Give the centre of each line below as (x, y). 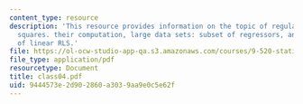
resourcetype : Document (54, 69)
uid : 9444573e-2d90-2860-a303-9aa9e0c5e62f (92, 85)
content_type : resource (54, 18)
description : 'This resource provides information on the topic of (139, 26)
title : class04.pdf (46, 77)
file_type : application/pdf (62, 60)
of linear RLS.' (48, 43)
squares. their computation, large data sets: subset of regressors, (151, 34)
